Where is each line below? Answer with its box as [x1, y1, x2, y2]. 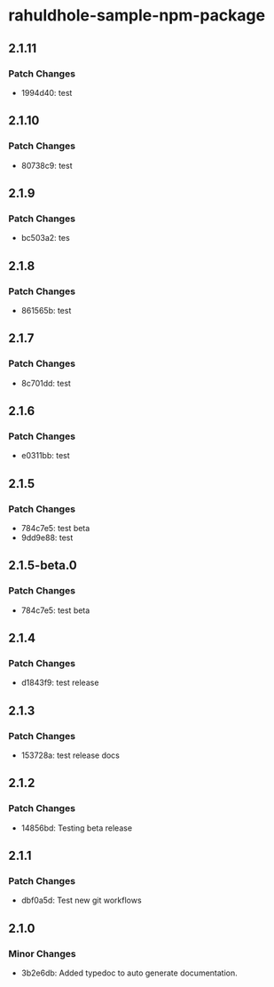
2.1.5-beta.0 [8, 558, 77, 573]
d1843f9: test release [20, 677, 99, 689]
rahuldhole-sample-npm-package [8, 5, 266, 26]
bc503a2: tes [20, 233, 70, 243]
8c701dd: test [20, 378, 72, 388]
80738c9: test [20, 160, 73, 171]
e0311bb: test [20, 450, 70, 461]
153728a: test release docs [20, 750, 121, 760]
